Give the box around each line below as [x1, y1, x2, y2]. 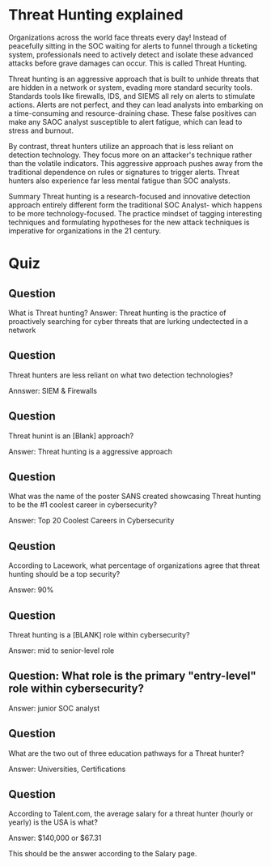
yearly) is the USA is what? [8, 817, 99, 827]
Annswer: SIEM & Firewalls [8, 386, 97, 395]
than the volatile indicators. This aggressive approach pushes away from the [8, 158, 264, 168]
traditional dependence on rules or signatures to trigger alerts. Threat [8, 167, 240, 177]
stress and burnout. [8, 126, 74, 135]
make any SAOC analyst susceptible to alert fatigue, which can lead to [8, 117, 243, 126]
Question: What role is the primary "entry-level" [8, 669, 256, 683]
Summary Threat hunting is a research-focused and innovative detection [8, 191, 251, 201]
